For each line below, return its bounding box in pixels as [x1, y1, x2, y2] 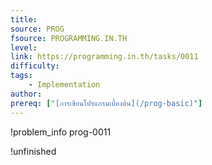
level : [10, 42, 38, 53]
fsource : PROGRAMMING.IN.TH [10, 33, 128, 43]
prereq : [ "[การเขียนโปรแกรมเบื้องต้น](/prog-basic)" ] [10, 98, 203, 108]
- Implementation [28, 80, 101, 90]
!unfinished [10, 145, 57, 157]
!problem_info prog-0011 [10, 126, 112, 138]
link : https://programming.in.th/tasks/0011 [10, 52, 199, 62]
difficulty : [10, 61, 60, 71]
